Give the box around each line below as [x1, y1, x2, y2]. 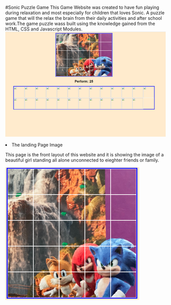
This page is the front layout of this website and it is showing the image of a [5, 152, 164, 158]
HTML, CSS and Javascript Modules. [5, 26, 83, 32]
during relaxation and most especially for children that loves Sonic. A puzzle [5, 10, 165, 16]
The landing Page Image [12, 142, 63, 148]
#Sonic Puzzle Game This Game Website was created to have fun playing [5, 5, 159, 10]
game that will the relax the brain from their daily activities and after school [5, 15, 162, 21]
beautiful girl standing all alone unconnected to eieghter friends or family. [5, 157, 159, 163]
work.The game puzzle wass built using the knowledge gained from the [5, 20, 155, 26]
